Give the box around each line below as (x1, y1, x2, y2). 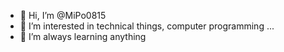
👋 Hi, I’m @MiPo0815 (19, 10, 107, 21)
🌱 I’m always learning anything (19, 31, 147, 42)
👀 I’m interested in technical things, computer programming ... (19, 20, 275, 32)
